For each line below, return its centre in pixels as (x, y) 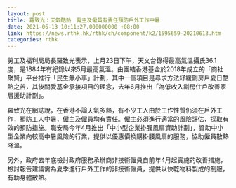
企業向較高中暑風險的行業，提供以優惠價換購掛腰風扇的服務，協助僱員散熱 (121, 136)
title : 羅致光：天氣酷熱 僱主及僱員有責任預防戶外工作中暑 (84, 20)
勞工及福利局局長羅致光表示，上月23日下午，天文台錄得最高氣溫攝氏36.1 (112, 61)
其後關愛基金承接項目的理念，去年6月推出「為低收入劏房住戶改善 (126, 87)
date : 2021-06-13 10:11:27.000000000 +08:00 (73, 27)
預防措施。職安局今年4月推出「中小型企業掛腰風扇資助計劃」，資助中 (118, 128)
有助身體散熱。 (29, 178)
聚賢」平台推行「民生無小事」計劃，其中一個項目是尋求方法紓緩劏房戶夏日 (115, 78)
